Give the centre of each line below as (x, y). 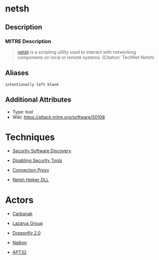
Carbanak (22, 214)
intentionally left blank (32, 84)
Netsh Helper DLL (31, 180)
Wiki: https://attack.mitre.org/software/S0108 (59, 117)
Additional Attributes (38, 100)
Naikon (20, 243)
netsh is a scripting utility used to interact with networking (77, 52)
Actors (19, 200)
